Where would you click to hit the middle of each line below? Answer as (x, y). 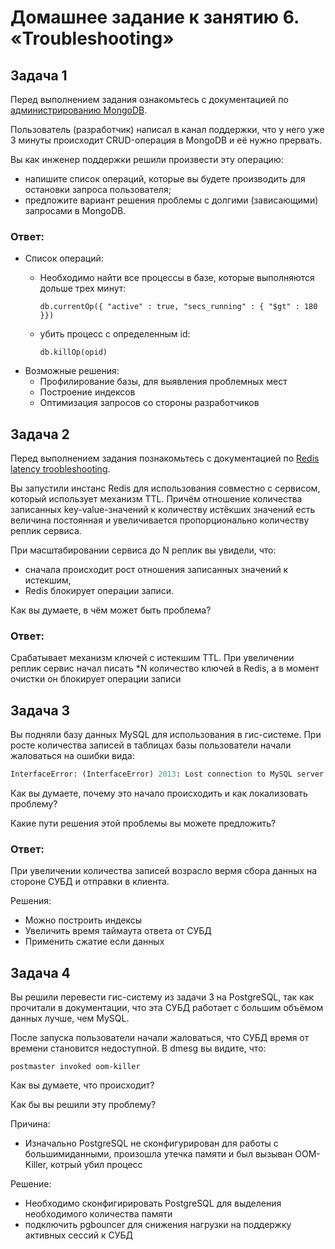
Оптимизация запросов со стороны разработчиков (149, 403)
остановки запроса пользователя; (98, 189)
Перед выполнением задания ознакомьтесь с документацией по (149, 99)
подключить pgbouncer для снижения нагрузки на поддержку (158, 1225)
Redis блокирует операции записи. (99, 591)
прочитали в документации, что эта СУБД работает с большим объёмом (167, 1008)
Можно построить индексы (83, 920)
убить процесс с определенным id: (115, 334)
